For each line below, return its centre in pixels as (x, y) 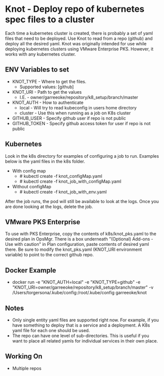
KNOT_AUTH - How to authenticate (48, 103)
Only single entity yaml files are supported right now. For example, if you (85, 320)
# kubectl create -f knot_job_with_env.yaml (63, 192)
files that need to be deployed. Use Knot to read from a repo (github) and (79, 38)
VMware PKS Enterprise (43, 222)
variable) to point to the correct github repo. (50, 255)
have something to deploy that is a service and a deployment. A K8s (81, 325)
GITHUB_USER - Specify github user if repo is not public (69, 118)
